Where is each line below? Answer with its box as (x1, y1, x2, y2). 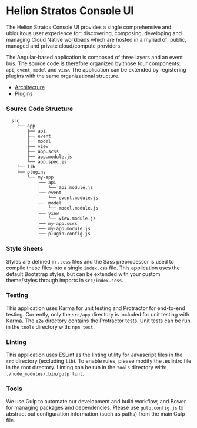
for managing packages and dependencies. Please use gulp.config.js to (6, 404, 184, 412)
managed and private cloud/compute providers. (6, 42, 122, 49)
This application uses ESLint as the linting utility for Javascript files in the (6, 351, 183, 359)
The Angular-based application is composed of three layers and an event (6, 53, 183, 60)
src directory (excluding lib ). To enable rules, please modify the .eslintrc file (6, 358, 192, 365)
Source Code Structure (6, 105, 74, 113)
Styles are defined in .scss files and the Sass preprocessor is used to (6, 258, 175, 265)
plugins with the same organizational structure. (6, 72, 120, 79)
